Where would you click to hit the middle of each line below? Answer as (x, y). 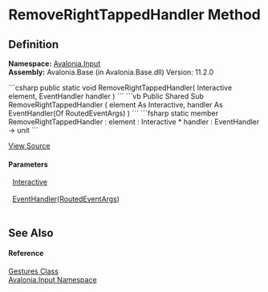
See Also (31, 233)
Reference (26, 253)
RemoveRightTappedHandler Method (134, 15)
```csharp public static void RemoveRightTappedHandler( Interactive (120, 87)
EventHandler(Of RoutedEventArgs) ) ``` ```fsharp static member (114, 113)
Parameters (28, 164)
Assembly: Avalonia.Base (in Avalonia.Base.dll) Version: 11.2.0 (111, 72)
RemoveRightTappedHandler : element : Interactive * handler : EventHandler (134, 122)
